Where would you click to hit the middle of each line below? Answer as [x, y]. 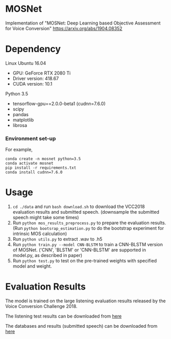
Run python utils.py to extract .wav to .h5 [57, 239]
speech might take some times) [46, 218]
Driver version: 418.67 [36, 78]
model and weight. [32, 266]
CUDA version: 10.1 [32, 84]
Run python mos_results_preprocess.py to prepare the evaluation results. [89, 223]
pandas [21, 114]
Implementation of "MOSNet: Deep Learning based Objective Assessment [83, 23]
